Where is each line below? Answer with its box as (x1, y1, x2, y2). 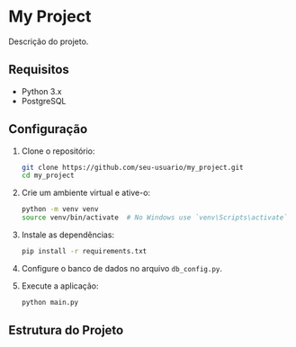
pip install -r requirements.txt (21, 247, 148, 256)
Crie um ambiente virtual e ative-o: (21, 187, 150, 199)
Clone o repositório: (21, 146, 95, 156)
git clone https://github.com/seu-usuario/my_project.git (21, 163, 244, 172)
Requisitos (8, 62, 69, 77)
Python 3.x (21, 85, 62, 96)
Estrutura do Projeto (8, 323, 124, 338)
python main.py (21, 298, 79, 307)
